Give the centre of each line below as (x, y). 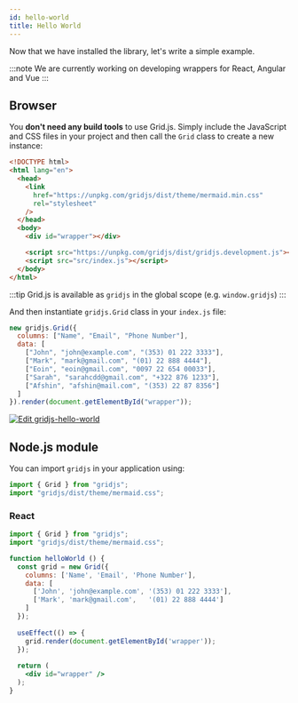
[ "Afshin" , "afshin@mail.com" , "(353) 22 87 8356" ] (122, 386)
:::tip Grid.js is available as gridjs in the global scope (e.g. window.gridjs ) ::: (148, 294)
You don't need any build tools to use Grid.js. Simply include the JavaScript (148, 127)
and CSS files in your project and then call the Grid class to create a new (142, 136)
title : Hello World (45, 26)
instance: (26, 146)
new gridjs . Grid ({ (43, 328)
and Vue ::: (29, 77)
